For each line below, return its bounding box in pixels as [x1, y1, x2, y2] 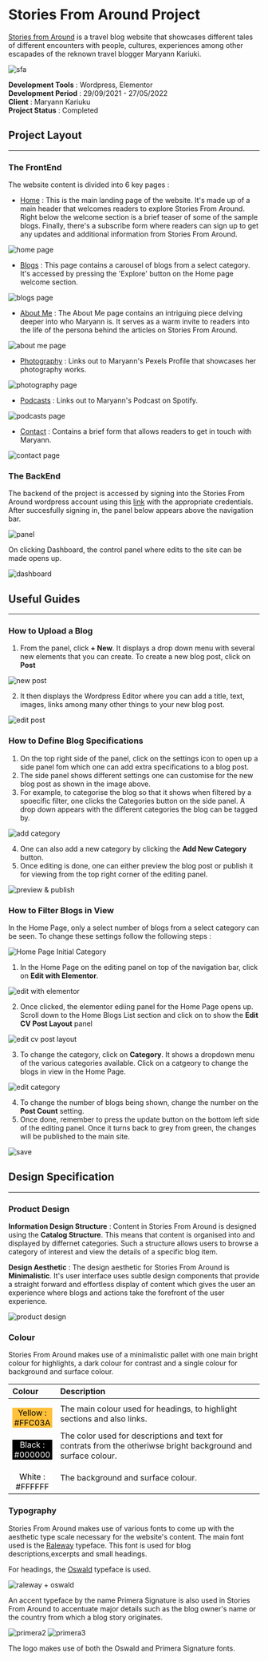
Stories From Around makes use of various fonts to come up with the [8, 1524, 235, 1533]
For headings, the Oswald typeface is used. [8, 1564, 152, 1574]
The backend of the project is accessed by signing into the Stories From [8, 489, 246, 499]
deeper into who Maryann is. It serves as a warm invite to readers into [19, 317, 250, 327]
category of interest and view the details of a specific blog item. [8, 1247, 218, 1257]
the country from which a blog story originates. [8, 1612, 164, 1622]
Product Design [8, 1203, 70, 1214]
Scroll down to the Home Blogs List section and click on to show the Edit [19, 1011, 259, 1020]
